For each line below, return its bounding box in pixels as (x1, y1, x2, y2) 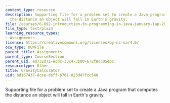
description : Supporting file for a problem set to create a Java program (5, 12, 166, 17)
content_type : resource (5, 7, 56, 13)
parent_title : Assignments (5, 49, 62, 54)
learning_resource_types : (5, 31, 60, 36)
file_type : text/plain (5, 26, 53, 31)
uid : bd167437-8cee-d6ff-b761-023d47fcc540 (5, 73, 99, 78)
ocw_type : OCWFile (5, 45, 44, 50)
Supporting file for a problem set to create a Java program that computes (5, 86, 158, 92)
